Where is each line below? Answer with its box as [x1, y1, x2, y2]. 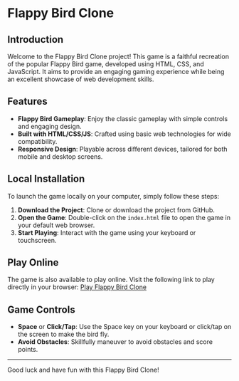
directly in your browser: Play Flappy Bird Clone [7, 283, 147, 291]
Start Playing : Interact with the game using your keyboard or [17, 228, 196, 236]
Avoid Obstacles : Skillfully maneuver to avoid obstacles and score [17, 338, 213, 346]
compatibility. [17, 137, 58, 145]
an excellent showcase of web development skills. [7, 75, 154, 83]
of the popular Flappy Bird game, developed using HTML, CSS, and [7, 60, 204, 68]
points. [17, 345, 38, 354]
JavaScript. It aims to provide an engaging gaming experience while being [7, 68, 225, 75]
